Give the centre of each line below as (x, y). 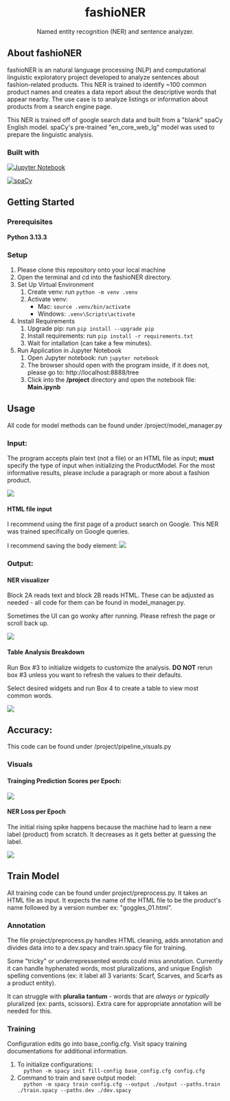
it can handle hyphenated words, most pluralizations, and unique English (110, 968)
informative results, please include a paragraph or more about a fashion (108, 473)
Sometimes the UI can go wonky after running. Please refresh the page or (111, 616)
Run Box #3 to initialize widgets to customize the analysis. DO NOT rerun (110, 667)
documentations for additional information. (68, 1051)
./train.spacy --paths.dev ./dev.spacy (74, 1091)
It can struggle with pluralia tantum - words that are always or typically (108, 996)
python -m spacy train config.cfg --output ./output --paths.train (122, 1084)
